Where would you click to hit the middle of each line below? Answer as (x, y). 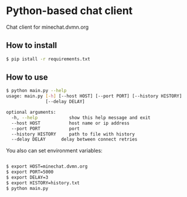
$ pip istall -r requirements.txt (48, 59)
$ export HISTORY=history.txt (43, 183)
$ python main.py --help (36, 91)
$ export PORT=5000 (30, 172)
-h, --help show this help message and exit (81, 118)
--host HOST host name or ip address (71, 123)
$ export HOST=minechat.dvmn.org (47, 167)
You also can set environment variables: (54, 151)
